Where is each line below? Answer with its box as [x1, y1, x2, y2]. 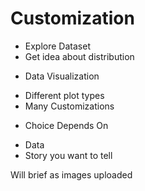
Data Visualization [24, 70, 100, 82]
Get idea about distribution [24, 50, 135, 62]
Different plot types [24, 89, 105, 101]
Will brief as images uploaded [10, 168, 133, 181]
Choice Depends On [24, 119, 109, 131]
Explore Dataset [24, 40, 91, 52]
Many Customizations [24, 100, 115, 112]
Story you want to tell [24, 149, 113, 161]
